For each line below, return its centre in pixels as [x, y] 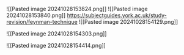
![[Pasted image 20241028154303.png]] [57, 34]
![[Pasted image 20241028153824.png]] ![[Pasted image [77, 9]
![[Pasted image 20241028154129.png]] [128, 22]
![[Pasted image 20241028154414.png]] [56, 46]
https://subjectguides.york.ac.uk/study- [117, 15]
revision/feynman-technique [42, 22]
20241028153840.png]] [36, 15]
